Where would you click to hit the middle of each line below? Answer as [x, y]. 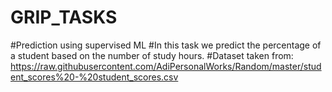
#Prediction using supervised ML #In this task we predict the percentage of [166, 45]
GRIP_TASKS [64, 17]
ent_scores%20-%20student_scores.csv [94, 77]
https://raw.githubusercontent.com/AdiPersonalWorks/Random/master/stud [166, 66]
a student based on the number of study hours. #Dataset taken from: [152, 55]
